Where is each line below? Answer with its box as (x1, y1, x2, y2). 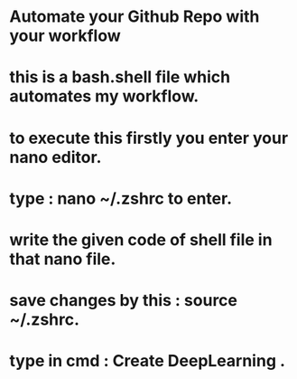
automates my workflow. (9, 86, 200, 107)
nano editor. (9, 147, 102, 167)
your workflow (9, 25, 121, 46)
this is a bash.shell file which (9, 67, 231, 88)
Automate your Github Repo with (9, 6, 260, 27)
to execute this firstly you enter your (9, 128, 289, 148)
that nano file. (9, 249, 116, 269)
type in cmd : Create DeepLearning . (9, 351, 286, 372)
